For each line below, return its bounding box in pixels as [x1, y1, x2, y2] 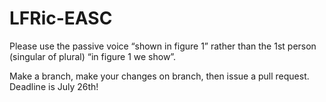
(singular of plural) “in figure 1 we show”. [9, 50, 177, 62]
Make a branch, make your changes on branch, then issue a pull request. [9, 70, 310, 82]
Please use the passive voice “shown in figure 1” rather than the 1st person [9, 40, 317, 52]
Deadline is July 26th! [9, 80, 99, 92]
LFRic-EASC [9, 7, 113, 30]
